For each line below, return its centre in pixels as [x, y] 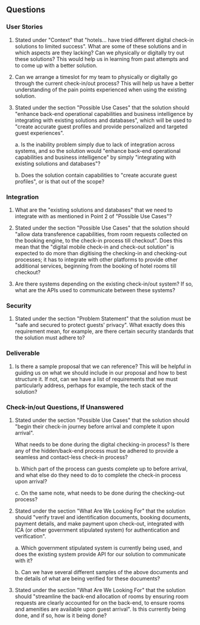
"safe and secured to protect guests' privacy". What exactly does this [100, 325]
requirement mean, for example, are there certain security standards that [104, 332]
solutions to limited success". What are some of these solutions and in [101, 46]
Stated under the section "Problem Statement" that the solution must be [103, 318]
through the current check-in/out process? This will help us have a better [104, 83]
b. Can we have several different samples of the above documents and [101, 572]
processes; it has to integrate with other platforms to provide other [96, 259]
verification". [30, 536]
